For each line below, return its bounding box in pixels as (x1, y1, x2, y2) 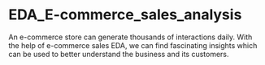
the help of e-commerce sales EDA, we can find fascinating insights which (8, 40, 258, 50)
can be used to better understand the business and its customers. (8, 49, 229, 59)
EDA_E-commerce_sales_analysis (8, 6, 242, 24)
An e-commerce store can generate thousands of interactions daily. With (8, 32, 253, 42)
